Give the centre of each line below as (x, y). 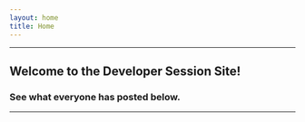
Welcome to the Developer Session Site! (125, 71)
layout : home (34, 18)
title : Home (32, 26)
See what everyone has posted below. (95, 97)
